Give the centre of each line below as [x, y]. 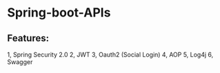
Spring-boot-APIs [59, 13]
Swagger [20, 62]
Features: [28, 38]
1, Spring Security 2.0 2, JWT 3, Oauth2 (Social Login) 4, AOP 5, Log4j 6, [110, 54]
